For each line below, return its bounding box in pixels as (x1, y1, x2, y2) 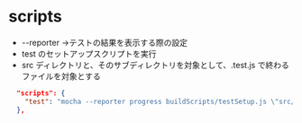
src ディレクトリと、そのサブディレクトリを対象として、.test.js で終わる (21, 59, 289, 70)
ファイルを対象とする (21, 70, 101, 82)
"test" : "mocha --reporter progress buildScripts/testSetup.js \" (24, 97, 279, 106)
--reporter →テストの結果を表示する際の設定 (21, 37, 188, 48)
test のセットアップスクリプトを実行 (21, 48, 157, 59)
